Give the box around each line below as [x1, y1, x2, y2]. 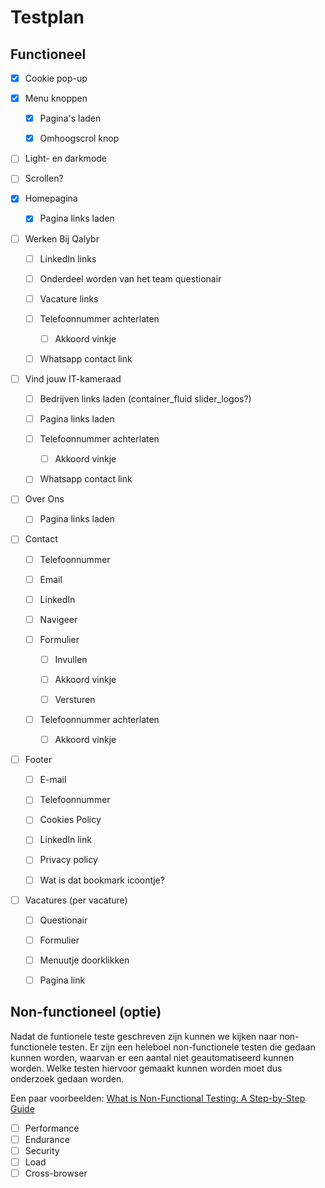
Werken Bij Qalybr [24, 232, 100, 245]
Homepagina [24, 192, 78, 205]
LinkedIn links [39, 252, 97, 265]
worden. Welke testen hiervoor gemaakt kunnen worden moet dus [10, 1062, 283, 1074]
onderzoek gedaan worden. [10, 1072, 125, 1085]
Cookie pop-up [24, 72, 88, 84]
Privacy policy [39, 854, 98, 866]
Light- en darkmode [24, 152, 108, 165]
